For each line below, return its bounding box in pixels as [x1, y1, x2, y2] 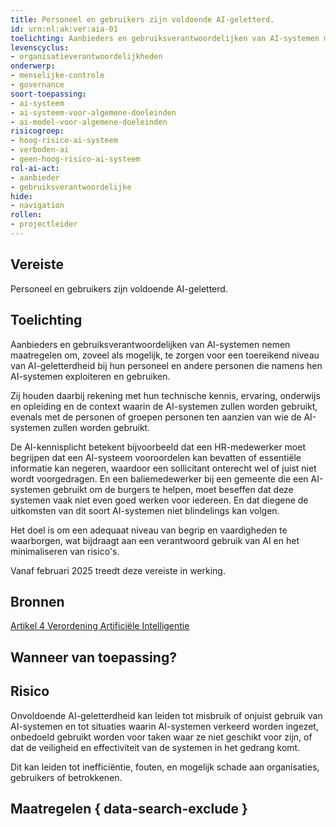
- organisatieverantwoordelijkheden [10, 52, 163, 62]
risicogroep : [10, 126, 65, 136]
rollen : [10, 210, 43, 220]
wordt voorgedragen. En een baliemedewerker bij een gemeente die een [10, 472, 309, 485]
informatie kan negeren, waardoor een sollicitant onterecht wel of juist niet [10, 462, 317, 474]
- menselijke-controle [10, 71, 105, 81]
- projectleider [10, 219, 78, 230]
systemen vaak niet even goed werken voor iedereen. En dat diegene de [10, 494, 309, 506]
